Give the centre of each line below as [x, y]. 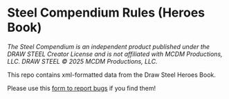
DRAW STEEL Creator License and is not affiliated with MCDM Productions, [115, 54]
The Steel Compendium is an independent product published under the [108, 46]
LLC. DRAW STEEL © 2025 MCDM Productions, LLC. [82, 61]
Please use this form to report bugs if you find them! [82, 88]
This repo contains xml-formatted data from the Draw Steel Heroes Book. [112, 75]
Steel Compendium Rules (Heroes [106, 13]
